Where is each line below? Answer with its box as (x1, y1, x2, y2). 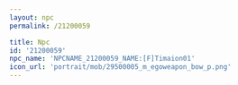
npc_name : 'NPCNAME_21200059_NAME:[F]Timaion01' (9, 55, 196, 64)
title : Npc (9, 38, 50, 47)
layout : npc (9, 13, 54, 22)
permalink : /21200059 (9, 21, 91, 30)
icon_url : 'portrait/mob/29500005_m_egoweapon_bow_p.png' (9, 63, 232, 72)
